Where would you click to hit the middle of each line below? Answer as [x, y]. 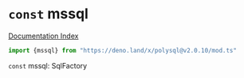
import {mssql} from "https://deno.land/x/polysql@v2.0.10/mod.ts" [123, 50]
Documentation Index [43, 36]
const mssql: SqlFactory [48, 65]
